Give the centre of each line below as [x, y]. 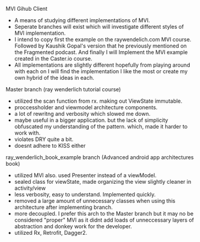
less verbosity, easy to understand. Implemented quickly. [85, 194]
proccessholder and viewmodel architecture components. [86, 107]
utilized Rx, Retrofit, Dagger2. [51, 233]
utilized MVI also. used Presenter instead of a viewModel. [85, 175]
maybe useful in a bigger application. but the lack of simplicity [91, 120]
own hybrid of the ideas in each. [54, 78]
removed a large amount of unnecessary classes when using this [95, 201]
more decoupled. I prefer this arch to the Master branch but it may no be [104, 213]
